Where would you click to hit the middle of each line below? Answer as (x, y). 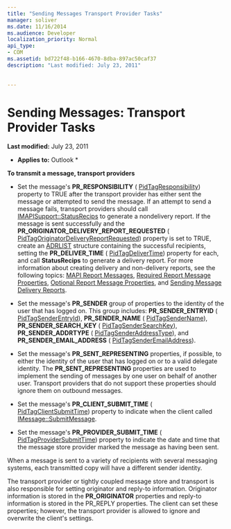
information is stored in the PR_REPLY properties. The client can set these (113, 503)
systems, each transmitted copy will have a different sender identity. (105, 468)
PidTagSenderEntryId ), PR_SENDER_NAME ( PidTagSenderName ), (112, 318)
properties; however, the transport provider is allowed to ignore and (104, 511)
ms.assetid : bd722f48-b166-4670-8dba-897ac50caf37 (82, 59)
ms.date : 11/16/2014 (37, 26)
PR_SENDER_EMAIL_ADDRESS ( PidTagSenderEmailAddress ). (106, 340)
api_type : (22, 46)
